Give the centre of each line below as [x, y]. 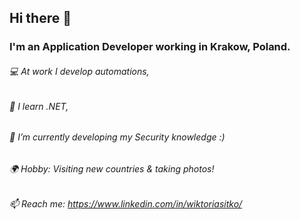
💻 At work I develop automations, [79, 71]
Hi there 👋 [40, 18]
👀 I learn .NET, [39, 106]
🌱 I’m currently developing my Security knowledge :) [117, 137]
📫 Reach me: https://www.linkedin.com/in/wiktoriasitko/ [126, 204]
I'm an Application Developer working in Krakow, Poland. [150, 47]
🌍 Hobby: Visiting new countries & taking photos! [112, 168]
